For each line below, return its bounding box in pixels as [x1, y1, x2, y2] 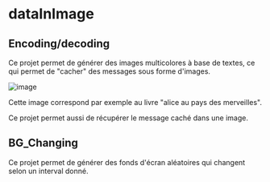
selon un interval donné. [8, 166, 89, 176]
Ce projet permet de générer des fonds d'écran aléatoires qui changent [8, 157, 246, 167]
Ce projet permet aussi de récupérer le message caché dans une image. [8, 113, 248, 123]
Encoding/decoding [8, 37, 110, 51]
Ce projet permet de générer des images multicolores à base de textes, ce [8, 58, 255, 67]
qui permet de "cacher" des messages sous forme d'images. [8, 67, 211, 76]
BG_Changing [8, 136, 78, 150]
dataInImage [8, 5, 94, 23]
